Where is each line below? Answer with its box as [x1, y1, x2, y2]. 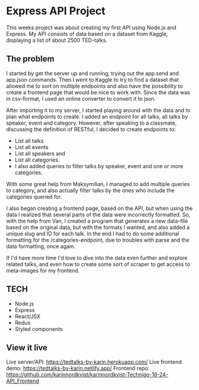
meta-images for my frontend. [6, 267, 80, 274]
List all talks [14, 137, 44, 144]
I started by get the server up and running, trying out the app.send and [6, 70, 179, 77]
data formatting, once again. [6, 243, 75, 250]
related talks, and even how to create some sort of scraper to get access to [6, 261, 190, 268]
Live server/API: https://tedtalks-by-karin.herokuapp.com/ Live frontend [6, 358, 182, 366]
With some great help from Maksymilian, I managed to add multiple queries [6, 180, 190, 187]
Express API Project [6, 4, 106, 18]
